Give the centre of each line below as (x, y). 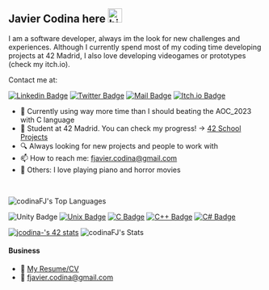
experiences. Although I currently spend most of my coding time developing (135, 47)
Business (24, 250)
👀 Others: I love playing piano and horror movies (100, 170)
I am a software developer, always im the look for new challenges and (124, 38)
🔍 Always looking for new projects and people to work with (119, 145)
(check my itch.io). (39, 64)
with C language (47, 120)
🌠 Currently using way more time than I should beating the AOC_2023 (136, 111)
